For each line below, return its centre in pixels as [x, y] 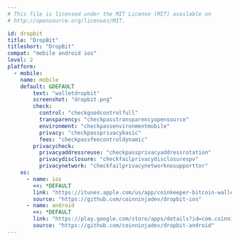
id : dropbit [25, 33]
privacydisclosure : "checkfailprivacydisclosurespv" [119, 160]
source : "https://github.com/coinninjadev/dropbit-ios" [117, 199]
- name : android [50, 206]
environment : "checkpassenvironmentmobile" [105, 126]
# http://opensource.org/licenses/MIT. [67, 21]
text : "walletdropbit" [67, 93]
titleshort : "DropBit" [41, 47]
